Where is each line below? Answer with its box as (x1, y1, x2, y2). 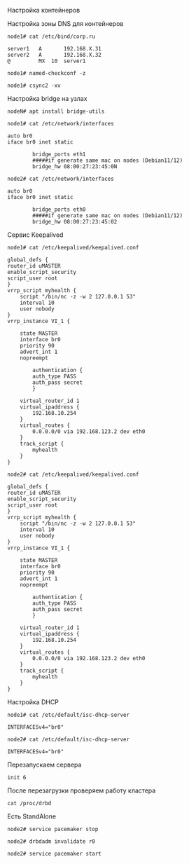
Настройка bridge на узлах (7, 95, 87, 102)
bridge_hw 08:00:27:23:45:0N (32, 163, 118, 170)
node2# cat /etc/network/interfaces (7, 175, 114, 182)
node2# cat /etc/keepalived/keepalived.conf (7, 471, 139, 478)
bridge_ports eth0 (32, 206, 86, 213)
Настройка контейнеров (7, 6, 80, 14)
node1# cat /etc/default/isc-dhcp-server (7, 711, 130, 718)
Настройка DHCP (7, 698, 59, 706)
